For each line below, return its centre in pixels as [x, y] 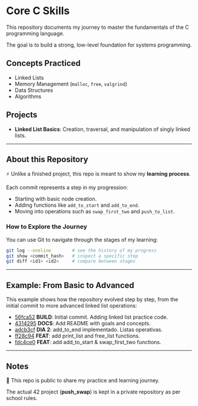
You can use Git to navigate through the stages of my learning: [82, 239]
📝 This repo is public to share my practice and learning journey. [83, 380]
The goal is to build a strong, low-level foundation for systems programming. [99, 45]
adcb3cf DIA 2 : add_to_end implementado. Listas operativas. [89, 330]
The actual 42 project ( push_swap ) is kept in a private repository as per [93, 392]
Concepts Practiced [43, 63]
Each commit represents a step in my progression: [67, 187]
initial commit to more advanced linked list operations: [72, 306]
